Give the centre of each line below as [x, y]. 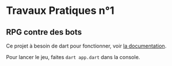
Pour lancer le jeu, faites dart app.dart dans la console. [73, 57]
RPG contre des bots [44, 32]
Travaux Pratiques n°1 [60, 11]
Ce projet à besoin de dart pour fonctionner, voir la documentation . [86, 46]
